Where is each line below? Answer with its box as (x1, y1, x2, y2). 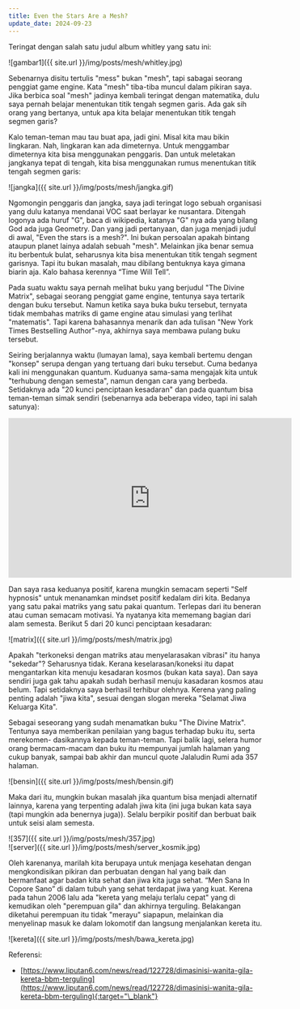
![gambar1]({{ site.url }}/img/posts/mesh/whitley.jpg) (8, 58, 184, 67)
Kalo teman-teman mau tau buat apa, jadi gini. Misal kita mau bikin (8, 131, 230, 142)
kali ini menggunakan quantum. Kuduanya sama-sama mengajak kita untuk (8, 367, 258, 377)
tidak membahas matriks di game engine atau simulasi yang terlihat (8, 308, 233, 318)
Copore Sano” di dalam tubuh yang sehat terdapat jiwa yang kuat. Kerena (8, 883, 253, 893)
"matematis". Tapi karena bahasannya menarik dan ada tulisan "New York (8, 317, 253, 327)
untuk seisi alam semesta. (8, 818, 95, 827)
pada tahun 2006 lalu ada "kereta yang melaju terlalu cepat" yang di (8, 892, 236, 902)
